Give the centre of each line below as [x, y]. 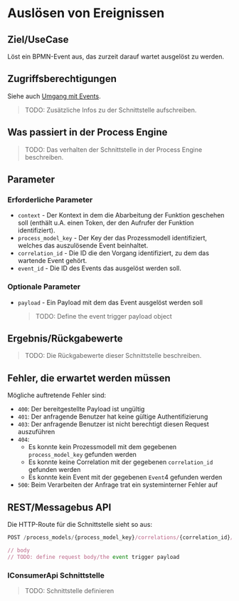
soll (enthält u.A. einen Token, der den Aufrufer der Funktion [106, 223]
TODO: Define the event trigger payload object [103, 316]
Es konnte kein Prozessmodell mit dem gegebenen [102, 447]
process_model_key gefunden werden [83, 455]
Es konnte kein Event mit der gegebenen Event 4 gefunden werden [125, 477]
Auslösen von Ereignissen [86, 13]
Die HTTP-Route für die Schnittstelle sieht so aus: [80, 525]
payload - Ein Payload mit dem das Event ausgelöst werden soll [110, 302]
